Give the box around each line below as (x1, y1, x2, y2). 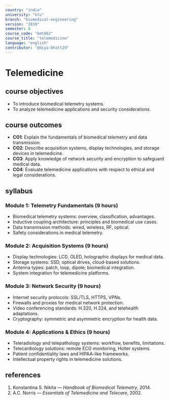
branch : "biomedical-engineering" (5, 17, 79, 22)
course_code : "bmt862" (5, 31, 53, 36)
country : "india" (5, 7, 42, 13)
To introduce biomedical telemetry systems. (12, 101, 105, 107)
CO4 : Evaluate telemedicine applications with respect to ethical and (12, 166, 155, 173)
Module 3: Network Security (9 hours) (5, 283, 101, 290)
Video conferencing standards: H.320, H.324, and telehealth (12, 305, 139, 311)
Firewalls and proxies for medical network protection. (12, 299, 124, 306)
